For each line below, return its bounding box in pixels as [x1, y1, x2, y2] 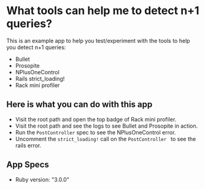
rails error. [15, 142, 42, 149]
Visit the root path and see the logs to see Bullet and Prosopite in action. [15, 122, 198, 129]
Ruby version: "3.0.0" [15, 175, 69, 183]
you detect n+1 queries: [6, 44, 66, 51]
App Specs [6, 160, 49, 170]
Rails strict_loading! [15, 75, 65, 82]
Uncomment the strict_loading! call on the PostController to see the [15, 135, 196, 142]
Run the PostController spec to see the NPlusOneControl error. [15, 128, 176, 136]
